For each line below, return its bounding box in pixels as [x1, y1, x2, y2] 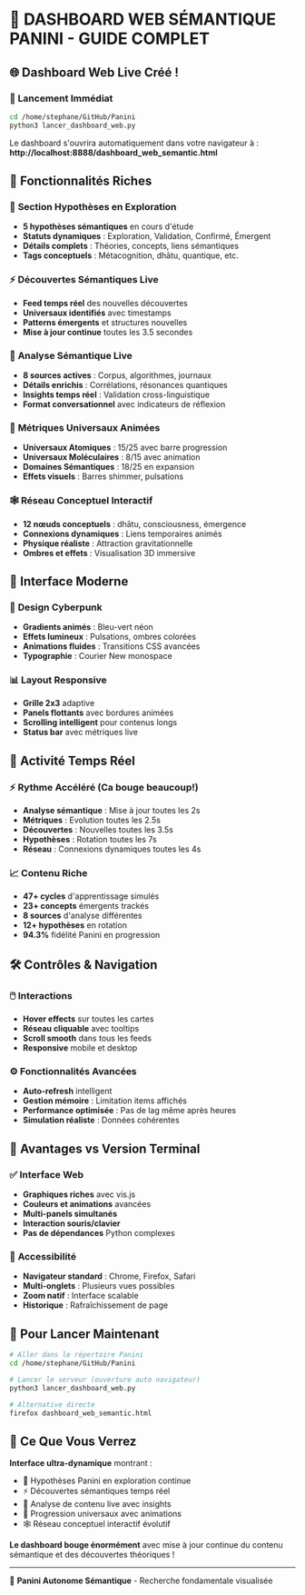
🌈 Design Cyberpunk [9, 601, 103, 613]
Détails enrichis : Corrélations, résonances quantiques [22, 379, 229, 390]
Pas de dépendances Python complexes [22, 1228, 175, 1239]
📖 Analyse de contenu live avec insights [22, 1499, 172, 1510]
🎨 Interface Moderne [9, 573, 129, 589]
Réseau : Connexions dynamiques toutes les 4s [22, 843, 202, 854]
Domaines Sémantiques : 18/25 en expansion [22, 462, 195, 473]
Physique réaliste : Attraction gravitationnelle [22, 537, 193, 549]
